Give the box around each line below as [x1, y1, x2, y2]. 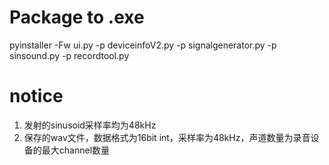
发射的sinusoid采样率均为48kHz [23, 119, 157, 131]
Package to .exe [9, 6, 145, 29]
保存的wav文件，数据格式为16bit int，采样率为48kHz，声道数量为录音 [23, 131, 311, 143]
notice [9, 85, 64, 108]
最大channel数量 [41, 144, 111, 156]
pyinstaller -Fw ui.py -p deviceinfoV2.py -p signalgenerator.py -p [9, 39, 277, 51]
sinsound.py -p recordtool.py [9, 49, 130, 61]
